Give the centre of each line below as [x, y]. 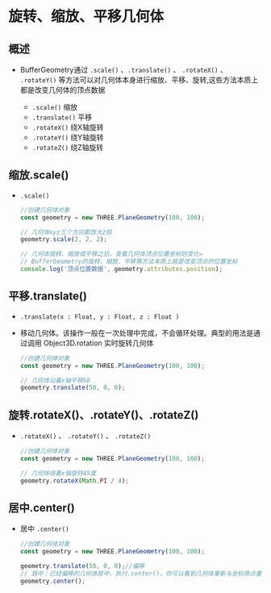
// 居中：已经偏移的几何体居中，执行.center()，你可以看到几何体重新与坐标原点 [138, 574]
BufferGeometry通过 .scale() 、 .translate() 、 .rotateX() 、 [123, 70]
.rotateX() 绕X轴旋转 [68, 127]
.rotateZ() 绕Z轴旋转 [67, 147]
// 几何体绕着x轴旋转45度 [58, 473]
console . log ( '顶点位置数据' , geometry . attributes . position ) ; [121, 269]
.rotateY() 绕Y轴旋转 [68, 137]
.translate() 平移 [62, 117]
